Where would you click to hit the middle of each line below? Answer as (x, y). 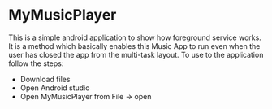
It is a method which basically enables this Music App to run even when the (134, 46)
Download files (45, 79)
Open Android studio (55, 88)
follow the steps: (36, 63)
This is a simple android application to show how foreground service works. (135, 37)
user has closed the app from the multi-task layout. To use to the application (136, 54)
